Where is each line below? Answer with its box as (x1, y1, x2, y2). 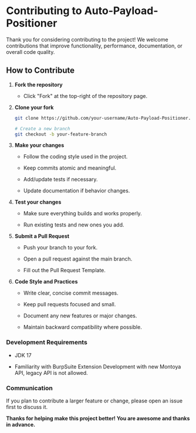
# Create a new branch (14, 126, 70, 131)
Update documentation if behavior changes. (23, 187, 130, 194)
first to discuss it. (6, 403, 48, 410)
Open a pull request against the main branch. (23, 255, 133, 262)
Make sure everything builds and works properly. (23, 210, 142, 217)
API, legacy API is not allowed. (14, 369, 88, 376)
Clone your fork (14, 104, 54, 111)
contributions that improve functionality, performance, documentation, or (6, 42, 183, 49)
